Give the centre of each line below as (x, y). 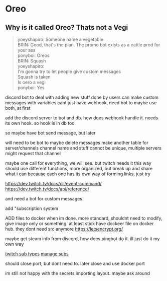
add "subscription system (32, 208)
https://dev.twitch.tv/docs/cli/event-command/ (53, 184)
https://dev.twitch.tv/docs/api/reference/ (47, 189)
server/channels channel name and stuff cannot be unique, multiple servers (83, 148)
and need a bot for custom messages (44, 199)
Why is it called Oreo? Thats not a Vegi (67, 27)
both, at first (18, 108)
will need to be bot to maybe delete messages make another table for (77, 143)
